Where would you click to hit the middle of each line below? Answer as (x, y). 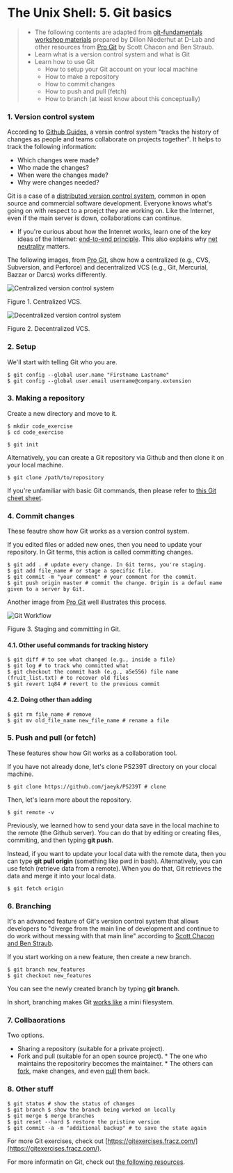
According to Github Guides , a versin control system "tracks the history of (113, 132)
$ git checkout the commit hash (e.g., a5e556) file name (93, 672)
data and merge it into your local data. (62, 876)
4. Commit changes (41, 515)
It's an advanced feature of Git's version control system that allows (103, 922)
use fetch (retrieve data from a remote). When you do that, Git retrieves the (115, 868)
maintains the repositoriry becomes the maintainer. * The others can (115, 1064)
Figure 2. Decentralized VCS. (49, 329)
